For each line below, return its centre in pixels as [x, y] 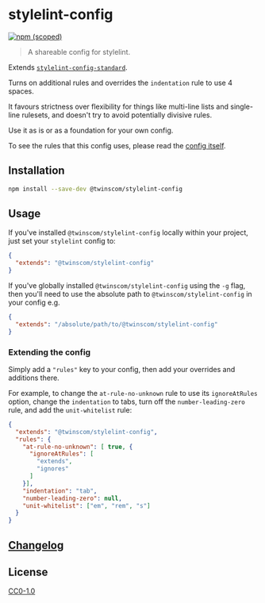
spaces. [21, 91]
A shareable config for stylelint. [79, 52]
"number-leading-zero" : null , [73, 498]
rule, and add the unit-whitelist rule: [70, 409]
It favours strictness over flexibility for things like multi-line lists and [118, 106]
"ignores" [53, 469]
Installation [36, 171]
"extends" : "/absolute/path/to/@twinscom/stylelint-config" [117, 324]
